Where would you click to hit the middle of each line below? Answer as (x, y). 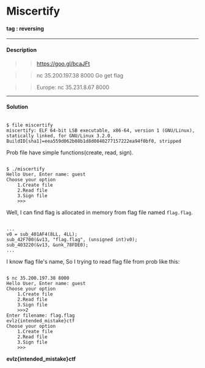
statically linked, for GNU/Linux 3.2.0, (60, 135)
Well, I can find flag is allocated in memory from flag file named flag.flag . (100, 212)
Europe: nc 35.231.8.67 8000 (73, 87)
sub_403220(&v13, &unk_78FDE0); (47, 245)
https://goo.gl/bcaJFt (63, 63)
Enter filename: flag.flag (41, 316)
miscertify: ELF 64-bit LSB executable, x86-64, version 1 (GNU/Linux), (101, 130)
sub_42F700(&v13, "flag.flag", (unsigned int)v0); (72, 239)
